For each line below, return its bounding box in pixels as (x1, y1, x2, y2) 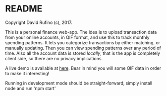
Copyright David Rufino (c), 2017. (5, 19, 73, 25)
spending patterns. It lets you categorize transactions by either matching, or (5, 39, 160, 45)
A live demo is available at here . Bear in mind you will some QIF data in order (5, 65, 162, 71)
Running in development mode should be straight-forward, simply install (5, 80, 153, 86)
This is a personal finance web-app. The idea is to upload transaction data (5, 29, 157, 35)
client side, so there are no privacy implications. (5, 55, 103, 61)
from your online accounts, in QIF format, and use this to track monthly (5, 34, 150, 40)
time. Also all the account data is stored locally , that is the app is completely (5, 50, 160, 56)
